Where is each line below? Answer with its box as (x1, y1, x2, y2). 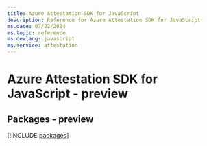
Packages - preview (7, 113, 94, 125)
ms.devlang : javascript (7, 36, 75, 42)
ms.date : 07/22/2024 (7, 23, 66, 29)
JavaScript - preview (7, 86, 129, 101)
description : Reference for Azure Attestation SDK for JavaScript (7, 16, 201, 23)
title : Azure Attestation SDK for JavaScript (7, 10, 139, 17)
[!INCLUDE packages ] (7, 132, 69, 139)
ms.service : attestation (7, 42, 78, 49)
